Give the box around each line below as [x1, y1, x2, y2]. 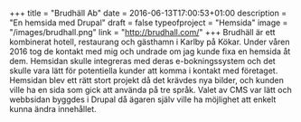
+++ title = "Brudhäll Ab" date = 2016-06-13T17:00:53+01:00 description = [9, 8, 287, 18]
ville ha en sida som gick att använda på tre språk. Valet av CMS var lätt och [9, 85, 292, 95]
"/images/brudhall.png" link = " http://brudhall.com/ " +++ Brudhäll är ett [9, 27, 276, 37]
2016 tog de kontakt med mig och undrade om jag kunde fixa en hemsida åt [9, 46, 291, 57]
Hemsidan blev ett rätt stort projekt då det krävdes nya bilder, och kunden [9, 75, 285, 85]
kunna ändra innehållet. [9, 104, 97, 114]
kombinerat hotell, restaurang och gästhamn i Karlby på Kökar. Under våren [9, 36, 291, 47]
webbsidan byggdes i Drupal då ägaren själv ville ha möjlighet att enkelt [9, 94, 277, 105]
